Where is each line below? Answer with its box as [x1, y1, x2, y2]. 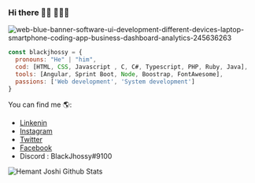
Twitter [19, 134, 43, 144]
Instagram [19, 126, 53, 136]
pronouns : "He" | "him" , [15, 56, 97, 64]
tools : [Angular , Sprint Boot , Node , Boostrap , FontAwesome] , [15, 70, 224, 78]
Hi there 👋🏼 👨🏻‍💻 [8, 7, 69, 18]
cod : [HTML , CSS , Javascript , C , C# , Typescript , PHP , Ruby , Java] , [15, 63, 248, 71]
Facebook [19, 143, 53, 152]
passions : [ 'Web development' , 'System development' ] [15, 78, 195, 86]
